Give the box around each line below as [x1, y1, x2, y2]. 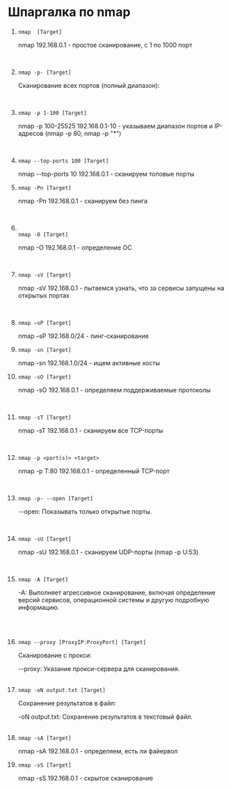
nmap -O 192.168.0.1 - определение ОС [17, 243, 132, 252]
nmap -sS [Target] [17, 761, 72, 769]
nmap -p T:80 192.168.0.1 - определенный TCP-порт [17, 466, 170, 475]
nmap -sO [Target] [17, 374, 72, 381]
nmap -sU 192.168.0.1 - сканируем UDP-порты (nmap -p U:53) [17, 548, 199, 556]
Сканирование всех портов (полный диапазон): [17, 81, 160, 89]
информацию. [17, 603, 60, 611]
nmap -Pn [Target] [17, 184, 72, 192]
